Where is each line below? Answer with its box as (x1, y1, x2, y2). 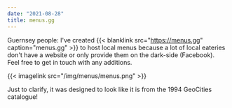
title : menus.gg (7, 17, 55, 24)
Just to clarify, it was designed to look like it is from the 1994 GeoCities (7, 85, 212, 93)
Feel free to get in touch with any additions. (7, 58, 132, 66)
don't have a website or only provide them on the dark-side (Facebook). (7, 50, 215, 59)
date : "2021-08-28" (7, 10, 64, 17)
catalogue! (7, 92, 39, 101)
